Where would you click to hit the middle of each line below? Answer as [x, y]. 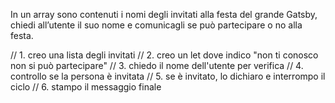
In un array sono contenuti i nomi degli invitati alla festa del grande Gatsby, [164, 14]
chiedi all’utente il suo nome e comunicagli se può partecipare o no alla [156, 25]
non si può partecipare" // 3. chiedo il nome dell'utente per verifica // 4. [157, 65]
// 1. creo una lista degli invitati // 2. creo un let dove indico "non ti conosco [164, 55]
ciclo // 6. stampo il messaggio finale [86, 87]
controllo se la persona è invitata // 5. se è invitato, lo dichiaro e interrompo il [168, 76]
